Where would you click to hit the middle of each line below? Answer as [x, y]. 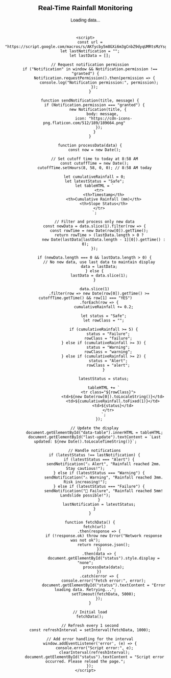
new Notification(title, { [98, 109]
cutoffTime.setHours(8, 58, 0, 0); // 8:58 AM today [94, 168]
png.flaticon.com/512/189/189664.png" [84, 123]
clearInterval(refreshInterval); [94, 652]
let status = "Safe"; [103, 316]
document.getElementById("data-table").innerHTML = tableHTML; [94, 432]
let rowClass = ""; [104, 320]
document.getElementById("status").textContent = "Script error [94, 657]
